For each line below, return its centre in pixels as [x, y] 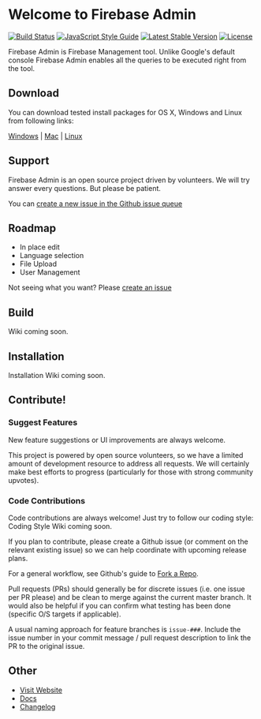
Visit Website [41, 690]
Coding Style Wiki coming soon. [60, 526]
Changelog [37, 706]
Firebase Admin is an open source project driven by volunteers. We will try [129, 180]
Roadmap [32, 228]
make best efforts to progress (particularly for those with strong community [131, 472]
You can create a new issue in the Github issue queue [95, 204]
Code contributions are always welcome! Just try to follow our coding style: [131, 518]
